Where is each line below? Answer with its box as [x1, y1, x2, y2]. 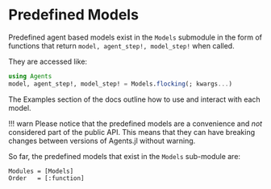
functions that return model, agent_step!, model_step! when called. [8, 40, 236, 50]
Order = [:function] [8, 174, 85, 183]
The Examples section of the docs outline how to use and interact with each [8, 94, 261, 104]
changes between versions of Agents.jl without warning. [8, 136, 196, 145]
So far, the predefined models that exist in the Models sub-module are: [8, 151, 240, 161]
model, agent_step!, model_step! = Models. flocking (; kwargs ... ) [8, 79, 232, 88]
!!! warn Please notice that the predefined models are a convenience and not [8, 119, 263, 128]
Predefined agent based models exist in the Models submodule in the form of [8, 32, 263, 42]
